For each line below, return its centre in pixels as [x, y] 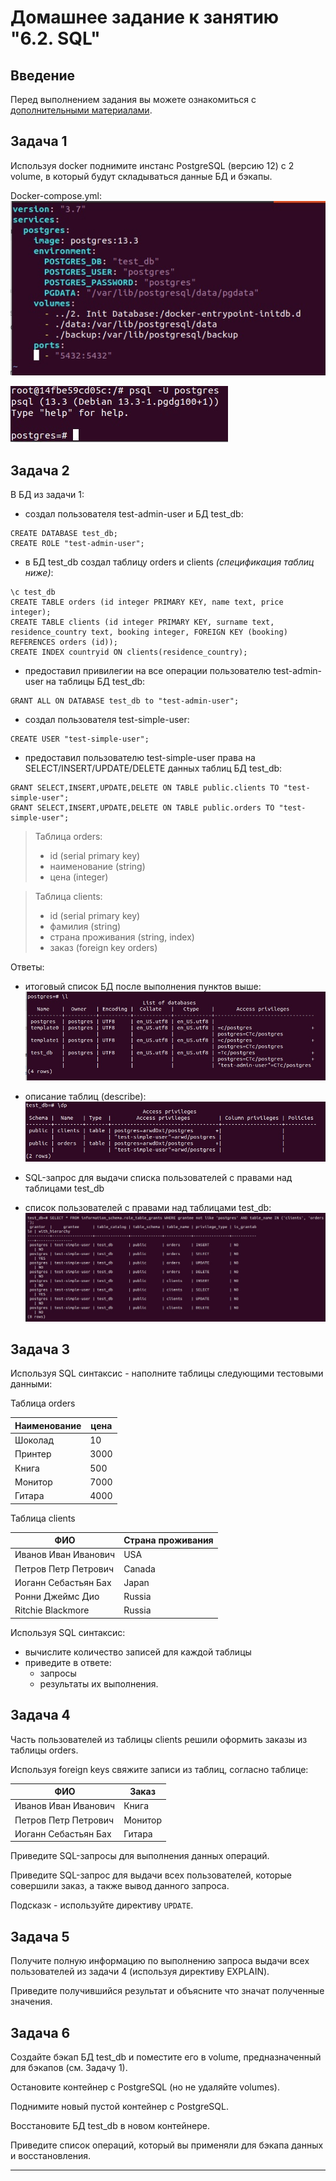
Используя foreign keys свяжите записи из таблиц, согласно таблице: [159, 1769]
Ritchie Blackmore [52, 1610]
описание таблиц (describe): [85, 1097]
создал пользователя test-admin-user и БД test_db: [134, 514]
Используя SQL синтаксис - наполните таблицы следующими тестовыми [167, 1373]
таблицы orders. [44, 1750]
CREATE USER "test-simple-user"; [80, 739]
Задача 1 [39, 141]
